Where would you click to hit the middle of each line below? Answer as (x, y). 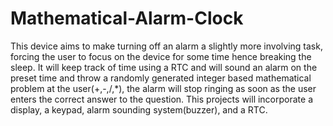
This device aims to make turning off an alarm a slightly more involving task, (166, 46)
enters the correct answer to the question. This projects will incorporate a (162, 99)
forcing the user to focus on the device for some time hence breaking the (161, 56)
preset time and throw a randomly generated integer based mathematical (161, 78)
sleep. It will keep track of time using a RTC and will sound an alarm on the (164, 67)
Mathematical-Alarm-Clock (127, 18)
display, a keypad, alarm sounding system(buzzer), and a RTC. (139, 109)
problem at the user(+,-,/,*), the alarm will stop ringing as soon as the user (163, 88)
